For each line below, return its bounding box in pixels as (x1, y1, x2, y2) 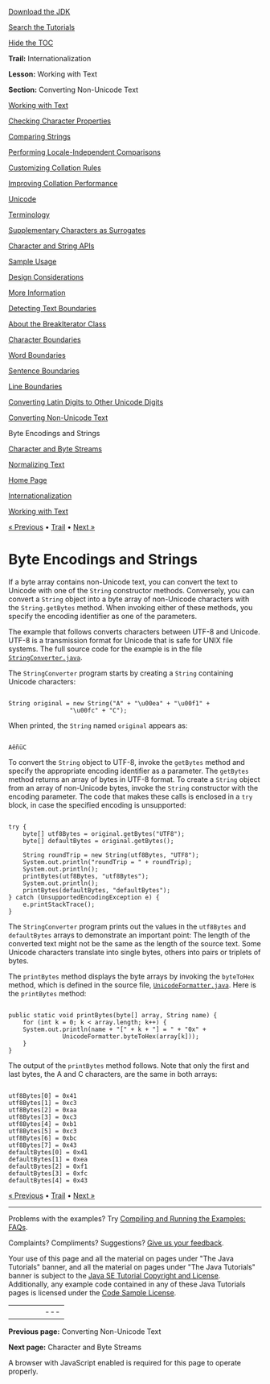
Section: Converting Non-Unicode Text (8, 85, 139, 94)
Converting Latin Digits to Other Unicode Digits (8, 397, 164, 406)
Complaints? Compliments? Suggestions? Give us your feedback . (8, 1237, 224, 1248)
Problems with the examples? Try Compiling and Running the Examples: (8, 1213, 247, 1224)
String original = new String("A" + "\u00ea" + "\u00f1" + (8, 699, 211, 708)
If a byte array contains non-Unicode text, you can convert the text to (8, 576, 239, 587)
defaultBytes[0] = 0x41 (8, 1148, 88, 1156)
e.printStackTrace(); (22, 900, 95, 908)
